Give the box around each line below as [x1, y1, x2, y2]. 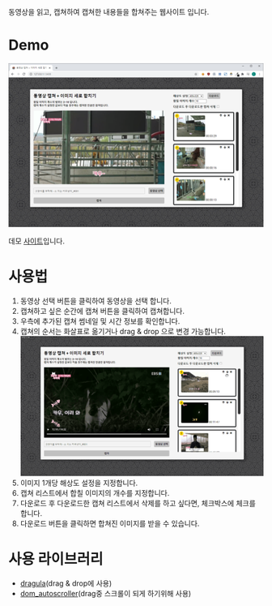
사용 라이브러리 [8, 550, 104, 569]
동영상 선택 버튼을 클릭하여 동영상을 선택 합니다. [19, 295, 172, 306]
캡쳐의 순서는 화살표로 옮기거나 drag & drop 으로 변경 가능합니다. [19, 326, 227, 336]
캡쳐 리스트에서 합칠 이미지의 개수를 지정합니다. [19, 488, 170, 497]
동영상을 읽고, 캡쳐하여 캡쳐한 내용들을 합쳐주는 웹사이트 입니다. [8, 7, 210, 16]
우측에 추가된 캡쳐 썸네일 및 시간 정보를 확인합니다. [19, 316, 181, 326]
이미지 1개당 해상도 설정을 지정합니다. [19, 478, 138, 488]
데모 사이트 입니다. [8, 236, 66, 246]
